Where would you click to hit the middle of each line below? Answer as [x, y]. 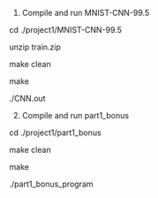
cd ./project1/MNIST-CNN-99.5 [65, 30]
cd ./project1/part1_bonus [55, 133]
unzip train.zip [35, 47]
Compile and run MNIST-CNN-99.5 [86, 13]
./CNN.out [27, 98]
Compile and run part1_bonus [75, 115]
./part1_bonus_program [52, 184]
